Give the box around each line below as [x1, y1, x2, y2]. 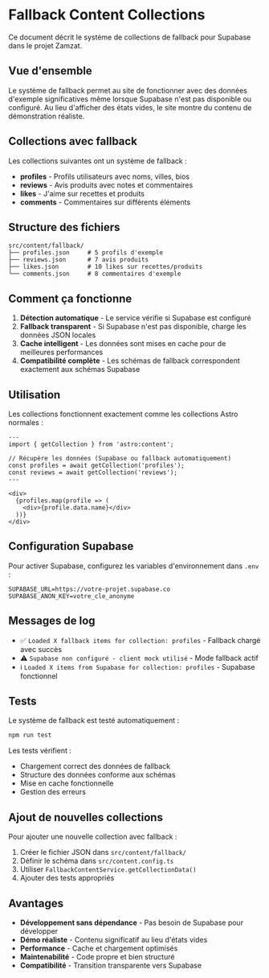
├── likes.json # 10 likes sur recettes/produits [8, 263, 203, 271]
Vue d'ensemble [8, 64, 92, 78]
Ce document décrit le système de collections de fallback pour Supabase [8, 32, 251, 42]
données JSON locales [19, 330, 96, 340]
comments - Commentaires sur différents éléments [19, 197, 191, 207]
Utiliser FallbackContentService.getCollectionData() [19, 865, 197, 874]
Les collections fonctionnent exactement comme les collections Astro [8, 409, 238, 419]
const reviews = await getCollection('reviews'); [8, 468, 178, 477]
